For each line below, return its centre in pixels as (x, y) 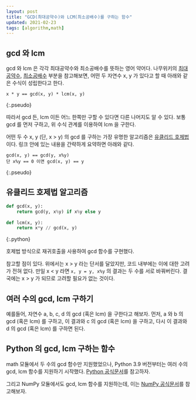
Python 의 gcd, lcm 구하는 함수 (61, 349)
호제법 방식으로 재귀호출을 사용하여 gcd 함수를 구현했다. (70, 251)
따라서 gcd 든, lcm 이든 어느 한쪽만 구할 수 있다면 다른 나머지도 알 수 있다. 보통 (96, 117)
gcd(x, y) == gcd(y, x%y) (38, 155)
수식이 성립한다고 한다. (38, 83)
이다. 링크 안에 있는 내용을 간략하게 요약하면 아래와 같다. (70, 144)
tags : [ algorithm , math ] (35, 28)
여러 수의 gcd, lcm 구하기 (50, 299)
